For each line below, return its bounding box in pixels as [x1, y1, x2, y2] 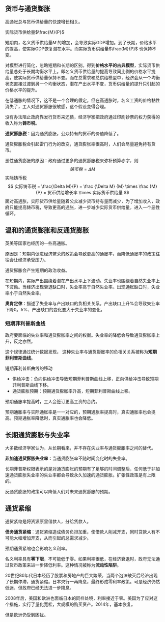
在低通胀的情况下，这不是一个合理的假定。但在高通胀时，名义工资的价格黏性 [5, 97, 160, 103]
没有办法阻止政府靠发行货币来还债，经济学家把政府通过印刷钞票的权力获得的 [5, 114, 160, 119]
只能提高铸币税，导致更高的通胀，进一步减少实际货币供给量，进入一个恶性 [9, 204, 160, 210]
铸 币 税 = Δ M [69, 166, 96, 172]
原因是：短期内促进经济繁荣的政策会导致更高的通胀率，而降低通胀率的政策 [5, 250, 156, 257]
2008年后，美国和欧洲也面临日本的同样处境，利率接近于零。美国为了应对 [5, 595, 154, 601]
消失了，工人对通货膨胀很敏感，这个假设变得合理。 [5, 103, 109, 109]
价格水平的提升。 [5, 87, 40, 92]
